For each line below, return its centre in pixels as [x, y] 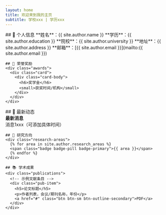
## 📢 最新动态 [20, 112]
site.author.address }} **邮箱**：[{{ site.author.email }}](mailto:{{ [74, 48]
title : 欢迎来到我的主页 [29, 15]
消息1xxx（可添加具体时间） [35, 125]
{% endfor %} [24, 153]
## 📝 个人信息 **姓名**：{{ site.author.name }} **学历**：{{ [69, 35]
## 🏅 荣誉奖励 [19, 64]
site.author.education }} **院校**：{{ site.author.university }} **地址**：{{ [83, 41]
